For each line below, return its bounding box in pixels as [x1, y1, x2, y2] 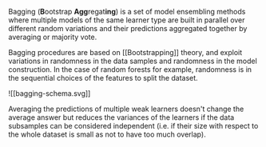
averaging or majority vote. [8, 32, 97, 42]
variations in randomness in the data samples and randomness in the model [8, 56, 257, 66]
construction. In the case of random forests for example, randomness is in [8, 65, 252, 74]
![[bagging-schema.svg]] [8, 89, 91, 98]
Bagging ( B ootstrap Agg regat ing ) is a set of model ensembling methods [8, 7, 246, 16]
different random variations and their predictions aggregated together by [8, 24, 248, 33]
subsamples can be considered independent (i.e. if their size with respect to [8, 121, 259, 130]
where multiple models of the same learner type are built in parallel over [8, 15, 245, 25]
